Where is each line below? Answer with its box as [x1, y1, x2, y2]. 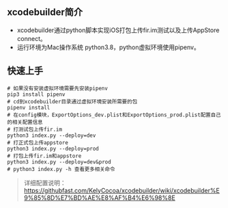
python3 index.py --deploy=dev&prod [7, 158, 111, 166]
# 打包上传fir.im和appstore [7, 153, 82, 159]
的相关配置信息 [7, 118, 43, 125]
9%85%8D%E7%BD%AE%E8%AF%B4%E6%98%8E [23, 194, 175, 202]
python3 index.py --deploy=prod [7, 145, 99, 152]
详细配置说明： [23, 179, 66, 187]
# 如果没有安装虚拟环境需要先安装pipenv [7, 85, 108, 92]
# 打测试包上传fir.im [7, 126, 63, 133]
